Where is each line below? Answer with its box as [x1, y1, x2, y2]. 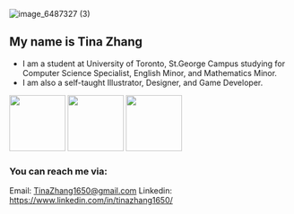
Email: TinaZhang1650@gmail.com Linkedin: [9, 185, 173, 196]
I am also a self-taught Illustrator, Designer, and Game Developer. [22, 77, 264, 88]
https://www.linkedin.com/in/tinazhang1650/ [9, 195, 173, 206]
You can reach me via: [9, 165, 108, 177]
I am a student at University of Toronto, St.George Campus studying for [22, 58, 286, 69]
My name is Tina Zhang [9, 34, 143, 49]
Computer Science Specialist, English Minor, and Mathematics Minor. [22, 67, 278, 78]
